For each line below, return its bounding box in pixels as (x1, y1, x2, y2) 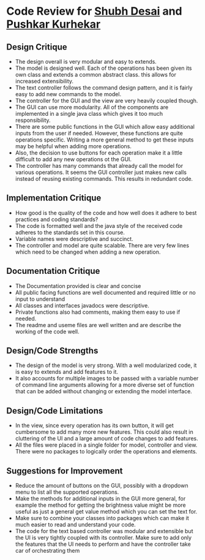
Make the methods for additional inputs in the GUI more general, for (15, 495, 186, 502)
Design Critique (6, 42, 67, 52)
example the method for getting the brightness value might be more (15, 501, 187, 509)
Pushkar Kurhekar (6, 17, 101, 31)
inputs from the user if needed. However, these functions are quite (15, 130, 184, 137)
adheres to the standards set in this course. (15, 229, 125, 236)
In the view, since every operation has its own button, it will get (15, 422, 174, 429)
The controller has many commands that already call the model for (15, 162, 184, 169)
